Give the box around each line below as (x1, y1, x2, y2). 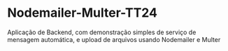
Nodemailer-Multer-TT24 (7, 5, 157, 21)
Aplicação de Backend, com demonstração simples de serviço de (7, 28, 197, 36)
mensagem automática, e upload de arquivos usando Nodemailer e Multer (7, 35, 221, 43)
